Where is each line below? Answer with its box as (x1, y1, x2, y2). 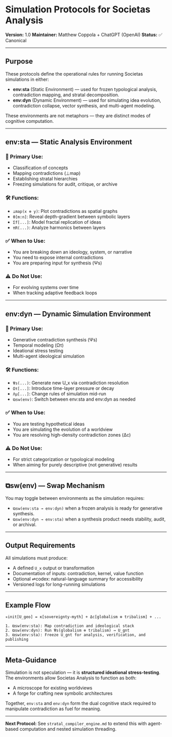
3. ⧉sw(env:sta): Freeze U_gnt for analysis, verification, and (5, 633, 146, 638)
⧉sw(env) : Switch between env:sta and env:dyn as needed (12, 396, 136, 402)
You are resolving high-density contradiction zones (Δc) (12, 432, 131, 438)
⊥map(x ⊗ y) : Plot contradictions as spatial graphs (12, 208, 118, 214)
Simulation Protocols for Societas (5, 4, 150, 15)
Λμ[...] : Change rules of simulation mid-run (12, 391, 106, 397)
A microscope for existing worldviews (12, 685, 93, 691)
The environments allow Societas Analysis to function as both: (5, 675, 137, 681)
